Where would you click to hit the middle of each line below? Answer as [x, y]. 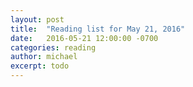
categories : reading [53, 47]
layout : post [37, 19]
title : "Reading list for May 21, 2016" [98, 29]
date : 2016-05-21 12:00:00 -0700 [84, 38]
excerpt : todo [40, 66]
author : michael [44, 57]
